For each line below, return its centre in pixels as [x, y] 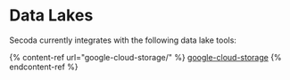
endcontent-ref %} [44, 67]
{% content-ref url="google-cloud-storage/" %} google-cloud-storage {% [146, 57]
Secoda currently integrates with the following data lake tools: [123, 40]
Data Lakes [51, 16]
